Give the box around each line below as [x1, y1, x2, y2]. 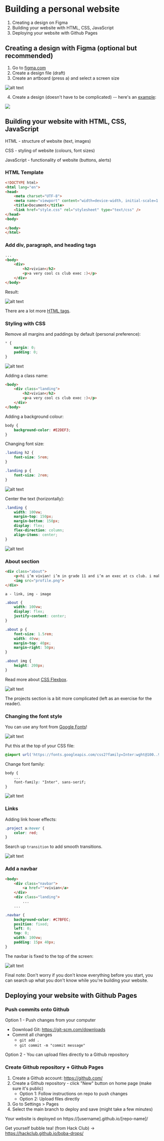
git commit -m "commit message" [19, 1043, 85, 1048]
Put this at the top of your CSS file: [5, 743, 75, 749]
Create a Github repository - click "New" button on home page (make [12, 1080, 152, 1086]
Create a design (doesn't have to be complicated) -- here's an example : [12, 94, 157, 100]
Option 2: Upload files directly [19, 1096, 80, 1101]
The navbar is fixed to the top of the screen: [5, 953, 94, 959]
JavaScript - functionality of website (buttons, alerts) [5, 157, 111, 163]
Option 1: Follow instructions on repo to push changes [19, 1091, 128, 1097]
